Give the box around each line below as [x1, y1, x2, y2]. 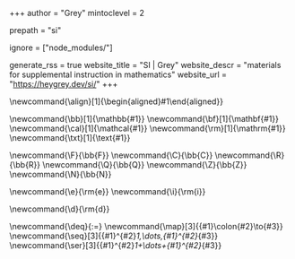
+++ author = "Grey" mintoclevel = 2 [9, 8, 145, 18]
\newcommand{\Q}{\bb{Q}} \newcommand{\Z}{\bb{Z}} [42, 160, 247, 169]
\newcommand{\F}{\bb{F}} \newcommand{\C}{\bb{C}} [9, 150, 213, 160]
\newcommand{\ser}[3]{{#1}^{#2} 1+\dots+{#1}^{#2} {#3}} [9, 240, 222, 250]
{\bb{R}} [9, 160, 41, 169]
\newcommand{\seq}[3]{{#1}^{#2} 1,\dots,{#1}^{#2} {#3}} [9, 230, 218, 241]
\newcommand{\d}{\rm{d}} [9, 203, 110, 214]
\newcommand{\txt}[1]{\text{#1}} [9, 133, 131, 142]
